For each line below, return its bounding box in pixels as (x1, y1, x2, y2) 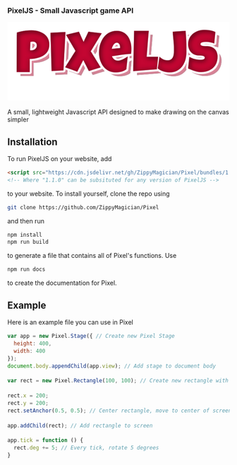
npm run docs (7, 266, 46, 273)
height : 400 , (13, 340, 52, 347)
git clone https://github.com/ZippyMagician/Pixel (7, 204, 159, 211)
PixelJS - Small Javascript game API (7, 6, 134, 16)
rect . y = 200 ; (7, 399, 49, 406)
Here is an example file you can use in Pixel (7, 318, 134, 326)
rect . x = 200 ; (7, 392, 49, 399)
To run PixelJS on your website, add (7, 154, 112, 163)
